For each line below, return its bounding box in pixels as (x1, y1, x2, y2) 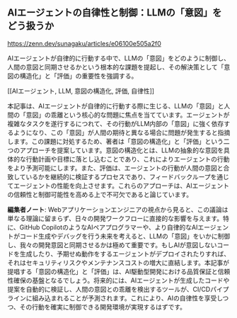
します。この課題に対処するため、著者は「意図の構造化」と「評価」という (7, 137, 224, 145)
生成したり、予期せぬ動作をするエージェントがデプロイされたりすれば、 (19, 249, 231, 258)
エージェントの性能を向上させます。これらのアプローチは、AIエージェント (13, 181, 230, 190)
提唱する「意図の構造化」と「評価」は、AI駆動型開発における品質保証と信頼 (7, 267, 231, 276)
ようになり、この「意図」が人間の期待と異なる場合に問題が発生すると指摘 (13, 128, 231, 137)
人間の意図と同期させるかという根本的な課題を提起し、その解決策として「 (7, 62, 224, 71)
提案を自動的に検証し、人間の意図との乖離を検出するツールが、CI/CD (7, 285, 211, 293)
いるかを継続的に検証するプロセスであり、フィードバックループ (25, 172, 211, 181)
